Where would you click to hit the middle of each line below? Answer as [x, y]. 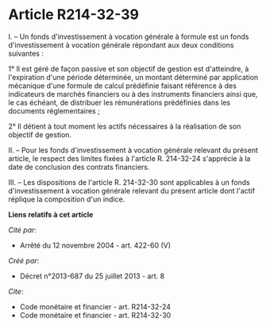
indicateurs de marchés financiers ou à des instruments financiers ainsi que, [133, 94]
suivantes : [26, 53]
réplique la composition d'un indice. [67, 199]
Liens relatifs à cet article [51, 214]
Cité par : [23, 230]
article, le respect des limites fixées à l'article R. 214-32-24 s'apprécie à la [129, 158]
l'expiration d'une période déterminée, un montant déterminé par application [133, 77]
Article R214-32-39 [73, 15]
